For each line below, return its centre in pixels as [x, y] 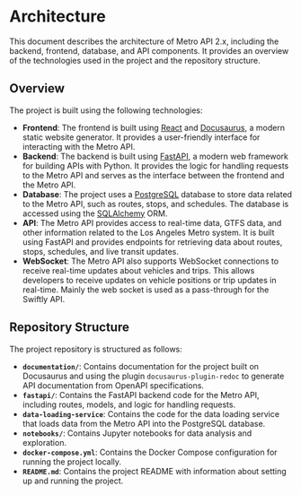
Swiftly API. [44, 299]
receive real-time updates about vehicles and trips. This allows [138, 270]
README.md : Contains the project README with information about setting [155, 471]
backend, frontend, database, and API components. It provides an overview [149, 50]
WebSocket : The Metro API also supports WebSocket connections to [150, 261]
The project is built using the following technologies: [106, 110]
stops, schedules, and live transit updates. [101, 251]
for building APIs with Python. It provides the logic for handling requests [155, 165]
